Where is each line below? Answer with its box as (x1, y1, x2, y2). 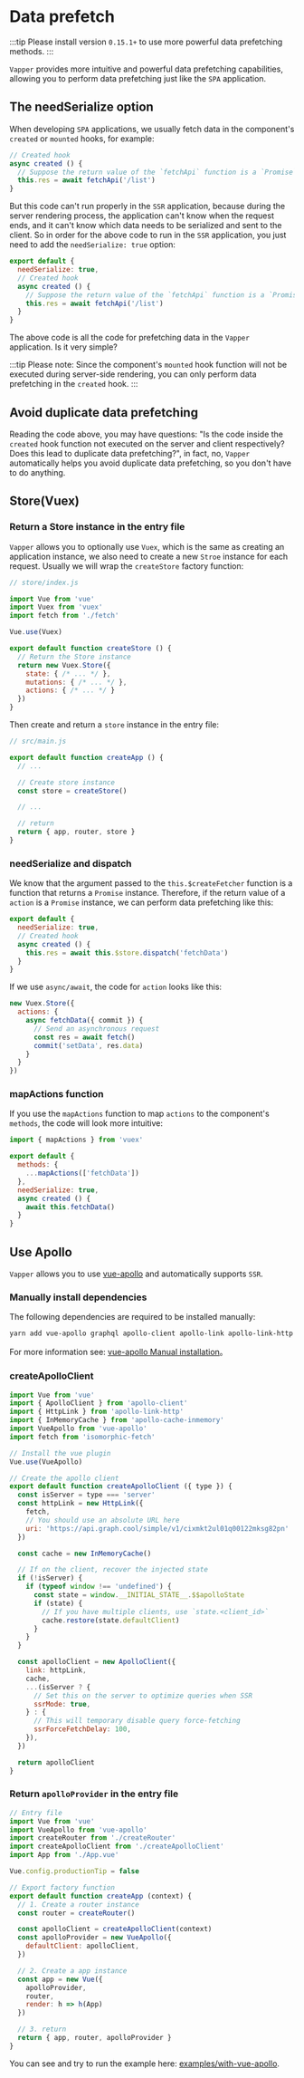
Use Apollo (9, 1244, 72, 1260)
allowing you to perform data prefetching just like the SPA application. (9, 72, 267, 83)
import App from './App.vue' (9, 1851, 119, 1860)
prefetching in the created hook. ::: (9, 379, 138, 390)
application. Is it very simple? (9, 342, 118, 352)
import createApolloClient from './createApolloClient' (9, 1842, 224, 1852)
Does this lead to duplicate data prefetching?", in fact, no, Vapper (9, 447, 251, 458)
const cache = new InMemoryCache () (17, 1549, 152, 1558)
